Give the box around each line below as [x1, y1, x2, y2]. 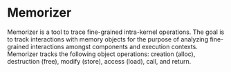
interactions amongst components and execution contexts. [30, 42, 198, 51]
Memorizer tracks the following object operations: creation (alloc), [7, 50, 196, 58]
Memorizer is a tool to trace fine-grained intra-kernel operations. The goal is [7, 28, 225, 36]
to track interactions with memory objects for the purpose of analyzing [7, 35, 209, 43]
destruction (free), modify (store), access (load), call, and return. [7, 57, 192, 65]
